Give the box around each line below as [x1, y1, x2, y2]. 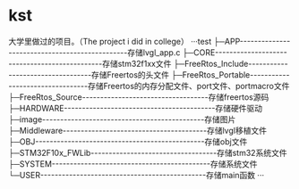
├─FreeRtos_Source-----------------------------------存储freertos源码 [8, 91, 269, 103]
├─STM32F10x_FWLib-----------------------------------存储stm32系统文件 [8, 147, 287, 158]
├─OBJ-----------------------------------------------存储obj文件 [8, 136, 248, 147]
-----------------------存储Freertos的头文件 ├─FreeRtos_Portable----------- [8, 69, 290, 80]
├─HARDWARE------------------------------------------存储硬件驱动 [8, 103, 263, 113]
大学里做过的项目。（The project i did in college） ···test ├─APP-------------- [8, 36, 291, 46]
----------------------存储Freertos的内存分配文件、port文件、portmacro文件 [8, 80, 290, 91]
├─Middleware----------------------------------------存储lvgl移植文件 [8, 125, 268, 136]
